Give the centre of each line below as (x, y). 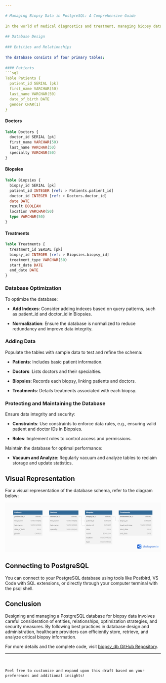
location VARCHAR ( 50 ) (32, 212)
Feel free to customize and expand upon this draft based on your (75, 671)
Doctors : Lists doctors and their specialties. (57, 371)
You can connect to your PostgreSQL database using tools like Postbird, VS (82, 578)
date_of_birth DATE (30, 99)
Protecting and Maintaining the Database (55, 403)
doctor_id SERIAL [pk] (33, 137)
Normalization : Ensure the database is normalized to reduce (74, 323)
